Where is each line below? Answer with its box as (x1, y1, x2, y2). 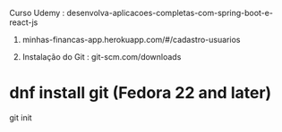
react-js (9, 17, 38, 28)
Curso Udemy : (9, 8, 65, 18)
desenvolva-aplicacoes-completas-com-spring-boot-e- (66, 8, 273, 18)
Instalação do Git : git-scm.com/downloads (21, 52, 182, 62)
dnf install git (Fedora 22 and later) (9, 83, 272, 103)
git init (9, 111, 33, 123)
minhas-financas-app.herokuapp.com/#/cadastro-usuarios (21, 35, 241, 45)
